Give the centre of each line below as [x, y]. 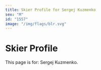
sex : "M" [14, 14]
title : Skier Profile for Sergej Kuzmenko [50, 10]
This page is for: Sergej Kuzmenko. [42, 62]
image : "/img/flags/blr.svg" [36, 24]
